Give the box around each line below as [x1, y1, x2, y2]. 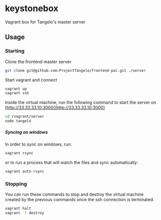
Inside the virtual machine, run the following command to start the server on [5, 100, 156, 105]
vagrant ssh [5, 91, 29, 96]
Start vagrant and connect [5, 77, 57, 83]
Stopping [5, 180, 28, 187]
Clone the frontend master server [5, 59, 72, 65]
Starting [5, 48, 25, 54]
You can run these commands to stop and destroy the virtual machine [5, 191, 144, 197]
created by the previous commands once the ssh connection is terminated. [5, 197, 155, 203]
